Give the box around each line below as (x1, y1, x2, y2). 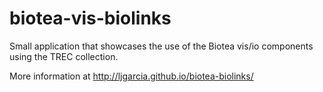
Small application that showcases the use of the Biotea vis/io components (9, 40, 314, 52)
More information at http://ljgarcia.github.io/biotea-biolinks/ (9, 70, 254, 82)
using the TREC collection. (9, 50, 119, 62)
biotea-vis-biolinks (9, 7, 172, 30)
